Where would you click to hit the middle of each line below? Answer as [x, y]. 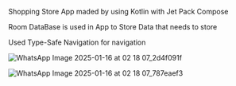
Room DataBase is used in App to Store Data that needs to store [113, 27]
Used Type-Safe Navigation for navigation [77, 42]
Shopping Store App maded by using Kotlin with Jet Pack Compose [118, 12]
